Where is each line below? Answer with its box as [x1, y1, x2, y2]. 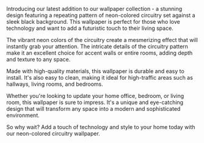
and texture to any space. [6, 56, 71, 63]
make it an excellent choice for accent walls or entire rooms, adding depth [6, 49, 193, 57]
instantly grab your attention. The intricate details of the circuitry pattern [6, 43, 188, 50]
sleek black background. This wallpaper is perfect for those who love [6, 18, 180, 25]
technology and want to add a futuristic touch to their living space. [6, 24, 174, 32]
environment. [6, 112, 40, 119]
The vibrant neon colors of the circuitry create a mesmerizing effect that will [6, 37, 199, 43]
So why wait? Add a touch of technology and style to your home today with [6, 124, 195, 130]
